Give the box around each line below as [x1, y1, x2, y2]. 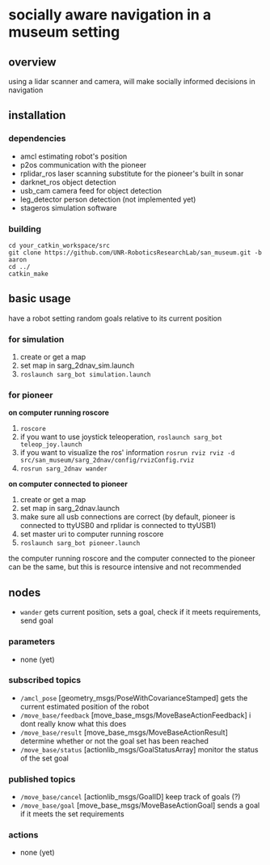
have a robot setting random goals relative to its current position [8, 313, 222, 323]
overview [8, 55, 57, 69]
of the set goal [19, 753, 69, 763]
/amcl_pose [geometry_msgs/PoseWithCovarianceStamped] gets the [19, 692, 248, 702]
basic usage [8, 292, 71, 305]
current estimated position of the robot [19, 701, 150, 711]
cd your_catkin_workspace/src [8, 241, 111, 249]
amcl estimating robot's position [19, 151, 128, 161]
